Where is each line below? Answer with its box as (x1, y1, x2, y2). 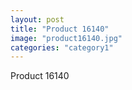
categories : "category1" (10, 42, 114, 53)
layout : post (10, 14, 65, 25)
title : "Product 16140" (10, 24, 110, 34)
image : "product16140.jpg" (10, 33, 123, 43)
